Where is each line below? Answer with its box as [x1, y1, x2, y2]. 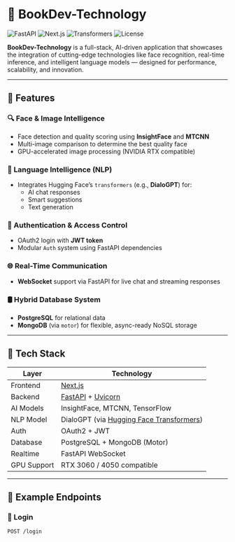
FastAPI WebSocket [60, 448, 126, 458]
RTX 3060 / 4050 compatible [60, 460, 159, 470]
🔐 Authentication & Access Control [7, 220, 128, 230]
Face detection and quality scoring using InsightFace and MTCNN [17, 132, 210, 141]
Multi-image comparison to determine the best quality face [17, 139, 187, 148]
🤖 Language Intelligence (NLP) [7, 165, 113, 174]
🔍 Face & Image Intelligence [7, 113, 105, 123]
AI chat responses [27, 188, 80, 196]
